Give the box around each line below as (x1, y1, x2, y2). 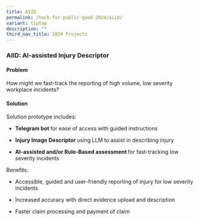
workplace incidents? (6, 86, 59, 94)
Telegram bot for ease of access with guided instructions (14, 125, 158, 132)
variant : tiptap (6, 20, 47, 26)
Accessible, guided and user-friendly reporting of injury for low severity (14, 178, 194, 185)
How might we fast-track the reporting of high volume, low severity (6, 80, 173, 87)
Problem (6, 66, 28, 73)
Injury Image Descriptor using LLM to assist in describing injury (14, 136, 174, 144)
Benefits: (6, 167, 29, 174)
